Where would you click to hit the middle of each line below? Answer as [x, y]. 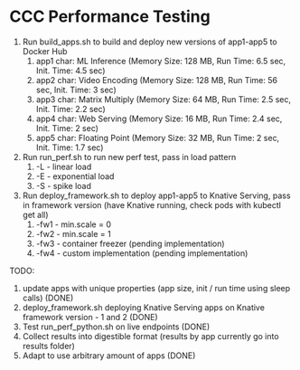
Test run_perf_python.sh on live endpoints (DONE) [116, 327]
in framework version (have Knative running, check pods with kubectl [152, 204]
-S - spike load [64, 185]
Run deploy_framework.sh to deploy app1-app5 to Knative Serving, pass [156, 195]
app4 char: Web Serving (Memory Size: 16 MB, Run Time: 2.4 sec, [159, 119]
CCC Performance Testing [110, 17]
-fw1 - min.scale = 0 [73, 224]
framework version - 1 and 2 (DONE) [90, 317]
